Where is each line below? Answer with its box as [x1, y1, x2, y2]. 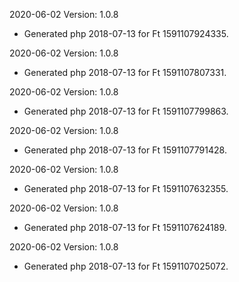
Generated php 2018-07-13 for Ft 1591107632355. [23, 183, 229, 194]
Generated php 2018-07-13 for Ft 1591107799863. [23, 105, 229, 117]
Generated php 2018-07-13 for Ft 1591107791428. [23, 144, 227, 156]
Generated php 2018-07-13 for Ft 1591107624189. [23, 222, 227, 233]
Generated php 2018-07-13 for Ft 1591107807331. [23, 67, 227, 78]
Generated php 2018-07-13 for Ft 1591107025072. [23, 260, 229, 272]
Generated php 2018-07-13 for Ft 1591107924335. [23, 28, 229, 39]
